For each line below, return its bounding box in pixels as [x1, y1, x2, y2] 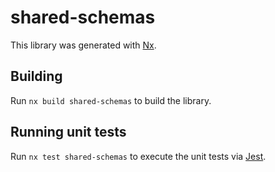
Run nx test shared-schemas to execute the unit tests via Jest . [10, 150, 267, 162]
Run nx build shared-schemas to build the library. [10, 94, 212, 106]
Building [10, 68, 63, 85]
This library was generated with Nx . [10, 39, 157, 51]
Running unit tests [10, 124, 127, 141]
